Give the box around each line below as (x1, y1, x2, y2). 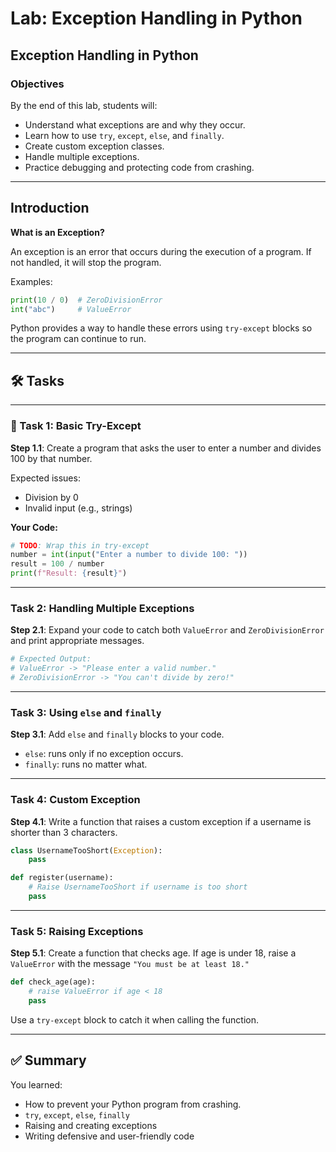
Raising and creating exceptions (24, 1119, 158, 1131)
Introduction (10, 200, 90, 217)
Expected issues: (10, 472, 81, 484)
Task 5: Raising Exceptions (10, 924, 144, 938)
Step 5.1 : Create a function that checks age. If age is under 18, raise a (10, 947, 297, 959)
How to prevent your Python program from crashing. (24, 1098, 242, 1110)
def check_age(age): (10, 977, 97, 987)
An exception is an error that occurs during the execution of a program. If (10, 245, 312, 257)
